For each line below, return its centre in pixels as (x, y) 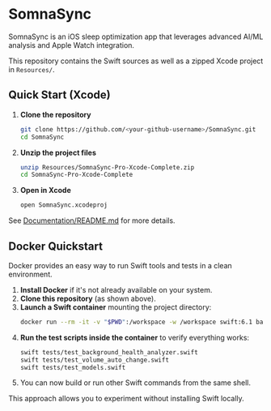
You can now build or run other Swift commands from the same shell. (135, 383)
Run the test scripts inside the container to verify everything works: (134, 337)
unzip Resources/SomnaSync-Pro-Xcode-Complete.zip (107, 167)
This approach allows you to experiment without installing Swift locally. (126, 399)
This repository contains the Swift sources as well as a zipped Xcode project (136, 61)
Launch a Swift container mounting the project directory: (116, 307)
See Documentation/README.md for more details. (92, 220)
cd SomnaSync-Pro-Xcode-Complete (76, 175)
